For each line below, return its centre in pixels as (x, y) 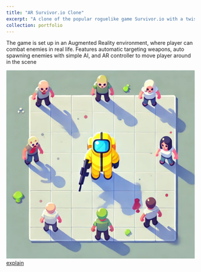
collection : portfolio (34, 25)
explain (15, 263)
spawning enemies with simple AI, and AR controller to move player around (99, 56)
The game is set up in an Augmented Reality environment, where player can (100, 43)
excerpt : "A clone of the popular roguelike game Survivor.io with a (95, 19)
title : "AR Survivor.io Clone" (45, 13)
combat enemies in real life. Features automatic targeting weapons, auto (95, 49)
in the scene (22, 62)
